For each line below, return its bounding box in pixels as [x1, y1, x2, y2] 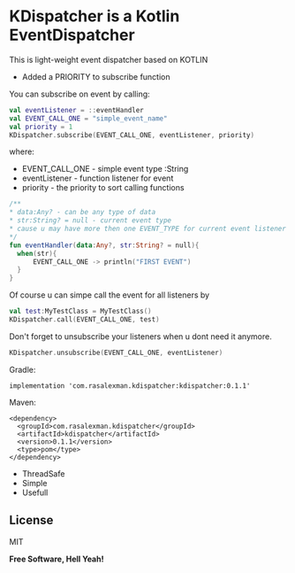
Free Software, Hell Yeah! [9, 554, 104, 564]
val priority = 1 [9, 122, 73, 131]
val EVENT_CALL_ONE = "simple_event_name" [9, 113, 168, 123]
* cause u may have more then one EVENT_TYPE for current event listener [9, 224, 287, 234]
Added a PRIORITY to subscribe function [21, 71, 170, 81]
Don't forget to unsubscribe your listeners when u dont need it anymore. [9, 330, 272, 342]
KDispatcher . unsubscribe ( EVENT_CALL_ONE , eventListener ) [9, 348, 223, 357]
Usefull [21, 487, 49, 498]
